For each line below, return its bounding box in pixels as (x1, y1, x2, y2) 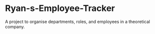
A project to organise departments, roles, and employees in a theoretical (5, 19, 150, 24)
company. (5, 23, 25, 29)
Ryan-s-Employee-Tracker (5, 3, 116, 14)
